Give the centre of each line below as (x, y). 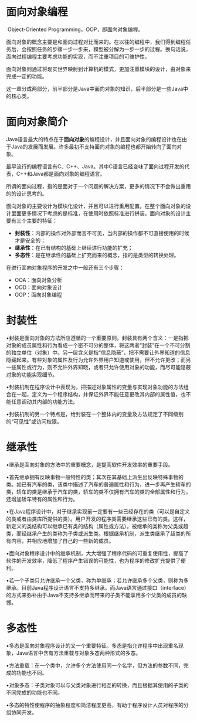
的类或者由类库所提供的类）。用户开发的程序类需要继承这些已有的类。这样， (97, 519)
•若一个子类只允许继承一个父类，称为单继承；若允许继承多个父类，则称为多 (97, 580)
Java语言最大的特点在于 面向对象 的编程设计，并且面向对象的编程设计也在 (94, 139)
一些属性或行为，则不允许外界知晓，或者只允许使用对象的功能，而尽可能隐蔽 (98, 367)
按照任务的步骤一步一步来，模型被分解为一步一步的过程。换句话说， (108, 49)
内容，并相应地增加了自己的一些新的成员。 (62, 540)
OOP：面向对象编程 (38, 294)
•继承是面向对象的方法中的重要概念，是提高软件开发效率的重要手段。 (90, 464)
